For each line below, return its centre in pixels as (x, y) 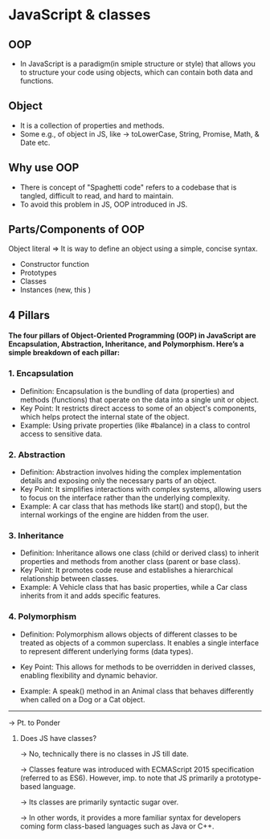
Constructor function (55, 264)
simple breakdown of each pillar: (64, 353)
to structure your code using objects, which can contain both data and (136, 72)
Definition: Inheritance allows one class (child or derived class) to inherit (139, 553)
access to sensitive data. (61, 434)
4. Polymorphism (43, 616)
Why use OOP (44, 168)
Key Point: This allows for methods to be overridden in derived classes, (137, 667)
